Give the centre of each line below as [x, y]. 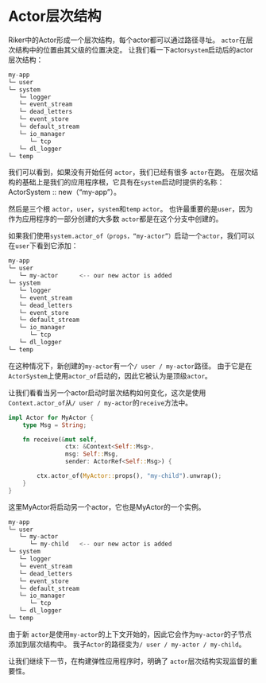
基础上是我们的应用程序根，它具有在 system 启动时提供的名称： [123, 182]
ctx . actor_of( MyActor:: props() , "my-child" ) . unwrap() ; [129, 476]
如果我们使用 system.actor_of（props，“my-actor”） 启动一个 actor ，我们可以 [132, 236]
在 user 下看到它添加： [43, 246]
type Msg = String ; [55, 425]
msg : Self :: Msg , [92, 454]
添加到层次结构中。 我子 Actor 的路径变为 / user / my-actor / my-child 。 [127, 644]
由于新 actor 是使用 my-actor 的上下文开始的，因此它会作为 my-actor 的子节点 [130, 634]
